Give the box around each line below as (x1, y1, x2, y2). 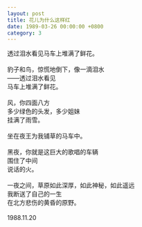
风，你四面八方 (7, 98, 50, 107)
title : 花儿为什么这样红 (7, 17, 71, 24)
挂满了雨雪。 (7, 116, 44, 125)
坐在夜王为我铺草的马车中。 (7, 132, 87, 140)
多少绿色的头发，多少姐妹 (7, 107, 80, 116)
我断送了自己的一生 (7, 190, 62, 198)
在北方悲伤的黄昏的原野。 (7, 199, 80, 207)
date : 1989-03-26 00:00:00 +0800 (7, 23, 104, 30)
